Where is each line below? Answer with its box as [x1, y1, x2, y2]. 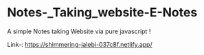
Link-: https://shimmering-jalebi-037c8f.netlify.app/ [7, 40, 152, 48]
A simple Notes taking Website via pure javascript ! [7, 27, 151, 35]
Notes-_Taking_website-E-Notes [7, 5, 198, 20]
